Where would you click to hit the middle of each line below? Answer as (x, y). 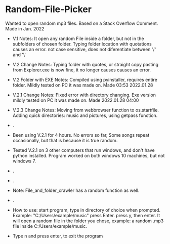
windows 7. (24, 161)
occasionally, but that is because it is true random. (65, 140)
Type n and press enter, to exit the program (58, 236)
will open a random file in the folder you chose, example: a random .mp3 (88, 221)
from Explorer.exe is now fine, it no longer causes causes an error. (81, 70)
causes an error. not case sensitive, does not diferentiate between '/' (84, 49)
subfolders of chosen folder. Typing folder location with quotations (82, 44)
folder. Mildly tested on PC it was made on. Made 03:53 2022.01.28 (83, 85)
